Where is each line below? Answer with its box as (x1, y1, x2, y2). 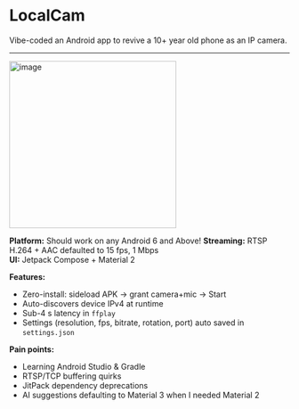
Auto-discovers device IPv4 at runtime (21, 298, 164, 308)
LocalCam (9, 5, 86, 26)
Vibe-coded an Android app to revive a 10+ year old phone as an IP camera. (9, 35, 287, 45)
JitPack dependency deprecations (21, 380, 149, 390)
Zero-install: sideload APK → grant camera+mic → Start (21, 289, 227, 299)
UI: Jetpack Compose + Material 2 (9, 254, 135, 265)
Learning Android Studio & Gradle (21, 361, 146, 372)
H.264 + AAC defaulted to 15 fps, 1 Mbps (9, 244, 159, 255)
